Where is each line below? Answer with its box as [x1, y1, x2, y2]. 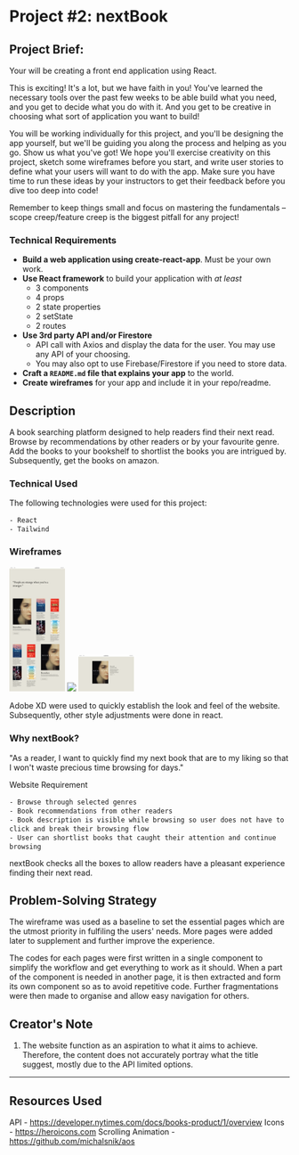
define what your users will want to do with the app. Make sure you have [9, 167, 276, 176]
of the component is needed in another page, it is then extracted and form [9, 971, 281, 982]
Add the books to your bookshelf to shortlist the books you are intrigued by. [9, 446, 287, 456]
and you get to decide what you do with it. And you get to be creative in [9, 102, 271, 112]
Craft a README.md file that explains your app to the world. [21, 368, 234, 379]
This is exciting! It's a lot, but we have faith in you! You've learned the [9, 83, 263, 93]
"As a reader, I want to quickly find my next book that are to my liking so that [9, 752, 289, 763]
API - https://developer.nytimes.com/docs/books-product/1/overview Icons [9, 1117, 285, 1127]
